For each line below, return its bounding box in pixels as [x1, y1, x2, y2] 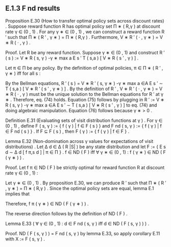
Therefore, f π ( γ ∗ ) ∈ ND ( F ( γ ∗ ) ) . [5, 200, 89, 207]
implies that [5, 191, 30, 197]
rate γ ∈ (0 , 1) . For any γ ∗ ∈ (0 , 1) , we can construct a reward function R [5, 28, 165, 35]
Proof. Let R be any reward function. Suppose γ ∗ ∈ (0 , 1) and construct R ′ [5, 49, 165, 55]
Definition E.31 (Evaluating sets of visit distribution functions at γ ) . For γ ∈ [5, 117, 163, 123]
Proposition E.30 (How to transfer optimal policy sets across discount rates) [5, 17, 164, 24]
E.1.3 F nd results [5, 4, 60, 13]
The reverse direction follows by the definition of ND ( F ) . [5, 210, 128, 217]
